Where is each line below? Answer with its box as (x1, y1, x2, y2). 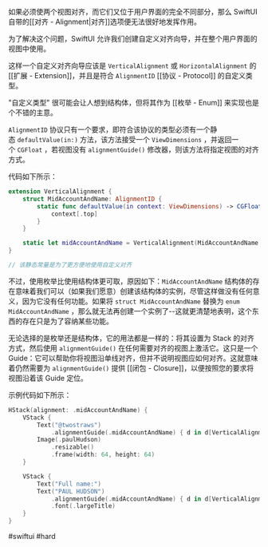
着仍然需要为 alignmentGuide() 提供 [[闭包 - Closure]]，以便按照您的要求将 (8, 363, 254, 373)
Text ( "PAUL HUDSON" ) (37, 487, 105, 495)
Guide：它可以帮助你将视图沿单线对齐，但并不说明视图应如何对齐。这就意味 (8, 353, 258, 363)
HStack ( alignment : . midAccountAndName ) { (8, 406, 148, 414)
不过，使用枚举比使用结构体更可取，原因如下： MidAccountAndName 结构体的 (8, 276, 253, 286)
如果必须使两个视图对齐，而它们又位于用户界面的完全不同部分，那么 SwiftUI (8, 7, 258, 16)
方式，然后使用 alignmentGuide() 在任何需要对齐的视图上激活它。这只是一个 (8, 343, 258, 353)
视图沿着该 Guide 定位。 (8, 373, 88, 383)
